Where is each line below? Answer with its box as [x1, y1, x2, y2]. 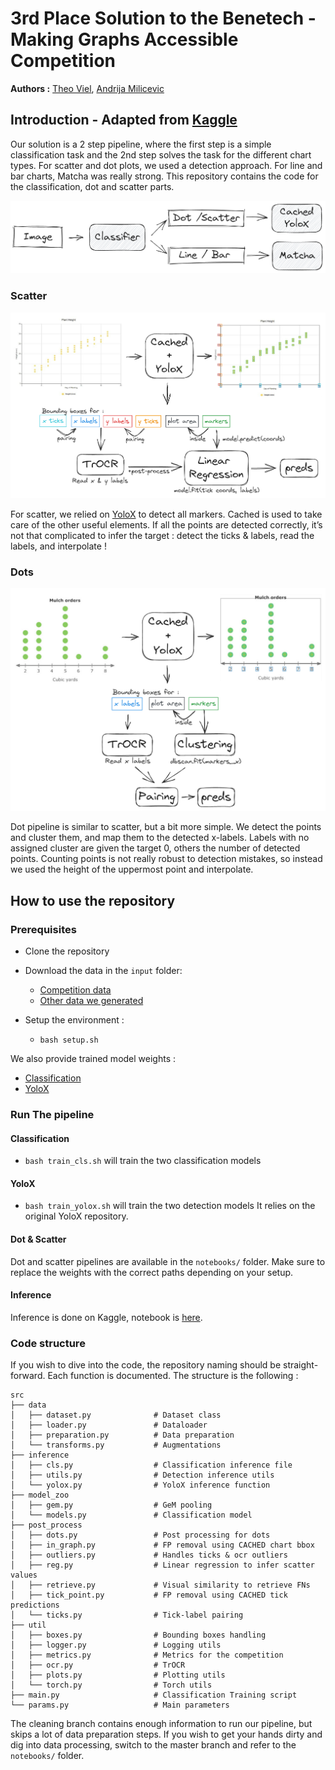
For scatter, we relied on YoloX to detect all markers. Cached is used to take [10, 508, 323, 520]
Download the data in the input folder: [24, 965, 183, 977]
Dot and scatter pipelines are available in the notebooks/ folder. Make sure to [10, 1255, 326, 1267]
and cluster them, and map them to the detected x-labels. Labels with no [10, 832, 310, 844]
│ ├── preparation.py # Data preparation [10, 1430, 235, 1441]
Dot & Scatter [10, 1233, 67, 1246]
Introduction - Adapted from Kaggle [10, 112, 238, 129]
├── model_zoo [10, 1490, 70, 1501]
